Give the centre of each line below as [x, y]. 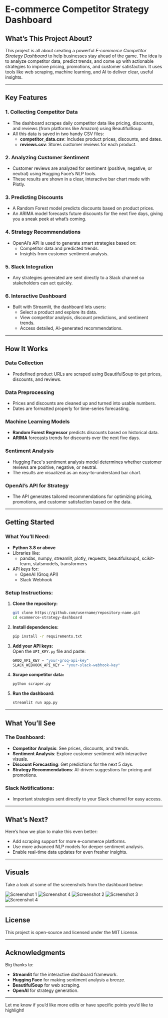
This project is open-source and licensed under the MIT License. [72, 932]
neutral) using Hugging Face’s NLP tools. [54, 173]
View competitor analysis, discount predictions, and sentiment [84, 318]
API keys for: [25, 569]
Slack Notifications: [30, 788]
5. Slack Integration [29, 266]
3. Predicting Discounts [34, 197]
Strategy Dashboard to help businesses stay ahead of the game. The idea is [83, 56]
